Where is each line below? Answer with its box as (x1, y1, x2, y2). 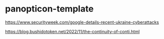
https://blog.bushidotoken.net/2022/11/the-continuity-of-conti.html (5, 28, 140, 34)
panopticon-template (5, 3, 94, 14)
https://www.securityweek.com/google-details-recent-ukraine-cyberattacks (5, 19, 159, 25)
